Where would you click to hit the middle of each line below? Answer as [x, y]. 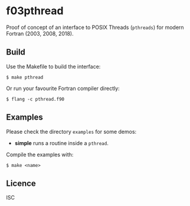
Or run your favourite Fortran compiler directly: [63, 88]
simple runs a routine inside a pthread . [62, 143]
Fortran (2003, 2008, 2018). [40, 33]
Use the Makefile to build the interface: [53, 66]
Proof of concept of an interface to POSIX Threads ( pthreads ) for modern [95, 27]
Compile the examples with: [40, 154]
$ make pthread [25, 77]
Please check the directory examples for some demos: [71, 131]
